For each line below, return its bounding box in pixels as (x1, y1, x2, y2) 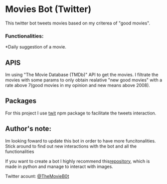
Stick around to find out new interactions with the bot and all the (5, 143, 137, 149)
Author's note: (5, 124, 51, 133)
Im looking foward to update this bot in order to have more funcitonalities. (5, 137, 156, 143)
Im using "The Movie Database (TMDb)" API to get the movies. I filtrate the (5, 71, 159, 78)
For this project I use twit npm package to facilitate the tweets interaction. (5, 110, 157, 116)
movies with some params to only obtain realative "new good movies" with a (5, 77, 163, 83)
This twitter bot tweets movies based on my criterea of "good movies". (5, 20, 151, 26)
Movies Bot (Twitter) (5, 3, 92, 15)
